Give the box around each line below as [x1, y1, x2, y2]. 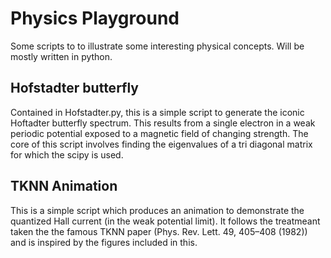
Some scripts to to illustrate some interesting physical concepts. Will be [10, 40, 305, 52]
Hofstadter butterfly [10, 80, 139, 97]
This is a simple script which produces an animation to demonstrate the [10, 204, 305, 216]
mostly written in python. [10, 50, 113, 62]
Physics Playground [10, 7, 180, 30]
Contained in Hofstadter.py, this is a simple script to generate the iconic [10, 106, 305, 118]
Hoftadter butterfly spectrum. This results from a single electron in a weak [10, 117, 316, 129]
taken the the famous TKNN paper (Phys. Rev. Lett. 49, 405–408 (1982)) [10, 225, 308, 237]
